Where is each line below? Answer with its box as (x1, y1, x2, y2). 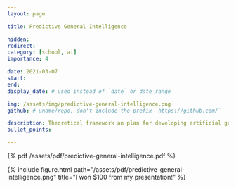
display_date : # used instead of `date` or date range (7, 87, 171, 95)
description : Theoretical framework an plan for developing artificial (7, 120, 221, 127)
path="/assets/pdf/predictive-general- (73, 165, 185, 173)
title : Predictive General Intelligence (7, 23, 128, 30)
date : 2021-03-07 (7, 68, 58, 75)
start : (7, 75, 27, 82)
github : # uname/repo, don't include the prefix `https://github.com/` (7, 107, 221, 114)
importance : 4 (7, 56, 49, 63)
